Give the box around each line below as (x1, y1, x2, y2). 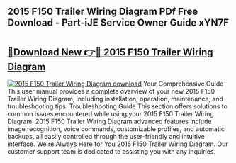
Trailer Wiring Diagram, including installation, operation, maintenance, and (7, 95, 224, 103)
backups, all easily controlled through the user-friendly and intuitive (7, 133, 206, 140)
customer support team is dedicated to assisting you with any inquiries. (7, 147, 216, 155)
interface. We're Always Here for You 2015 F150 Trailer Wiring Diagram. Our (7, 140, 228, 148)
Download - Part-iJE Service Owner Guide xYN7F (7, 17, 229, 29)
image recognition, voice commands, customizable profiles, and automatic (7, 125, 225, 133)
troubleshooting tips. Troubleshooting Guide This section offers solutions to (7, 102, 228, 111)
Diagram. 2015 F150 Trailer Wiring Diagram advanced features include (7, 117, 212, 125)
